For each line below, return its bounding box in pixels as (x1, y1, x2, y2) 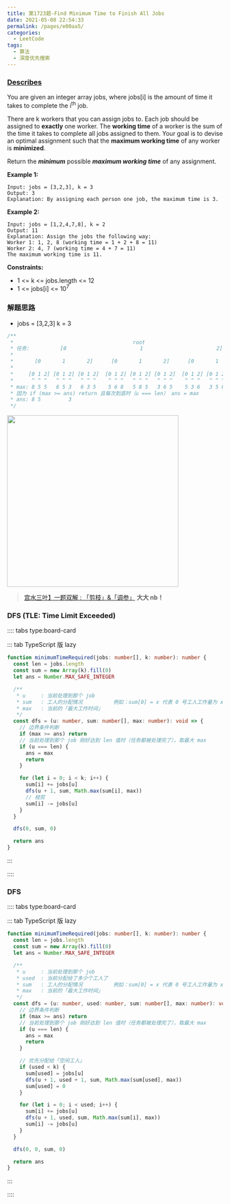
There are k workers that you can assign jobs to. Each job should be (7, 115, 199, 123)
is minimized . (7, 143, 46, 152)
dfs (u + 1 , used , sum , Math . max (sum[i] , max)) (25, 1114, 161, 1122)
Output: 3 (7, 189, 36, 196)
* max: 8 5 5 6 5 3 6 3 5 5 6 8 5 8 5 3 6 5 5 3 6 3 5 (10, 383, 219, 390)
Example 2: (7, 207, 40, 216)
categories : (7, 29, 41, 36)
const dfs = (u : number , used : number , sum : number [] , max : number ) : (13, 1000, 216, 1007)
